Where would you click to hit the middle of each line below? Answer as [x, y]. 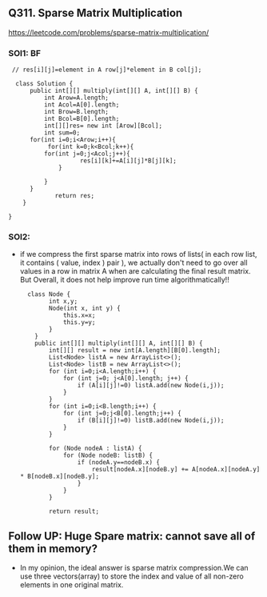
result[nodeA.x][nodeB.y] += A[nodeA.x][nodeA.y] [176, 470]
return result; [74, 511]
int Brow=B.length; [76, 112]
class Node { [49, 294]
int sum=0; [62, 133]
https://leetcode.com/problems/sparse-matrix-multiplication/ [109, 32]
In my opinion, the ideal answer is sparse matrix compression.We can [134, 568]
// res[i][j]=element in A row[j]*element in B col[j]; [107, 70]
